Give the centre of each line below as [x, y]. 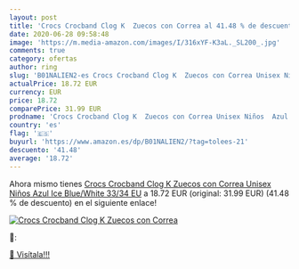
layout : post [33, 17]
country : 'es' [36, 126]
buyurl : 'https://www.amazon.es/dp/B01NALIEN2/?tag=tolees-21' [129, 142]
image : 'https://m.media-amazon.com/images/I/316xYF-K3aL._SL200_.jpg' [145, 42]
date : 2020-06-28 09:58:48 [59, 34]
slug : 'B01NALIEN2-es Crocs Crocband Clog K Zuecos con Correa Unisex [145, 76]
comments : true [37, 51]
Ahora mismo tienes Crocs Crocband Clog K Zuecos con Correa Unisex [140, 183]
